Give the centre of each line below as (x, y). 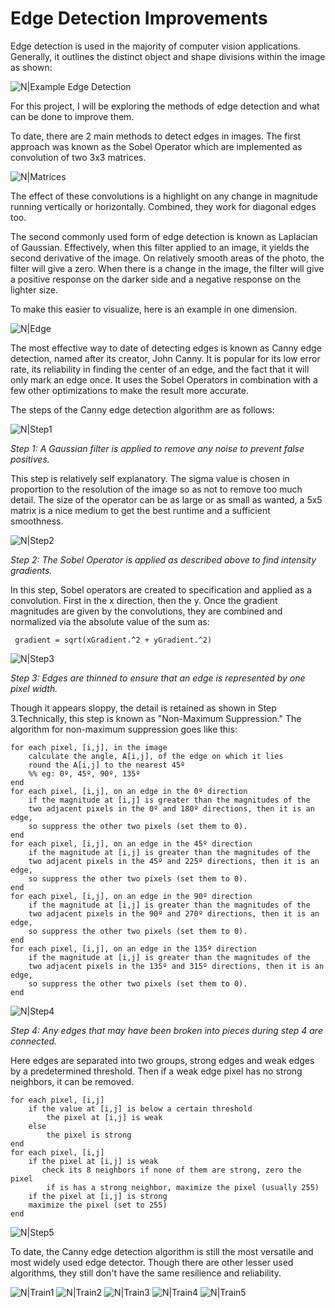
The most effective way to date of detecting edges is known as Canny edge (166, 348)
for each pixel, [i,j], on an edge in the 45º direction (131, 843)
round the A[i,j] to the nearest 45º (107, 765)
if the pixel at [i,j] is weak (93, 1161)
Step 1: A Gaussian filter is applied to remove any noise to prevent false (157, 448)
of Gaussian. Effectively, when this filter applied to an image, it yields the (160, 247)
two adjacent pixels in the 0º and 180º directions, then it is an (171, 808)
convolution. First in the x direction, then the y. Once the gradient (144, 600)
